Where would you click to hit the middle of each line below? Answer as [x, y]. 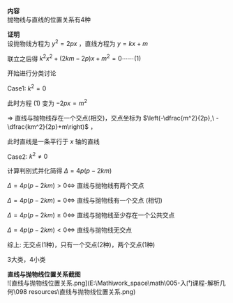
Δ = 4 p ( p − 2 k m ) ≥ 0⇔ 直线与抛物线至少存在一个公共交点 [91, 215]
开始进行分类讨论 [32, 73]
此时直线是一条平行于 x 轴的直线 [53, 141]
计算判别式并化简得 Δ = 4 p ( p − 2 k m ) [60, 171]
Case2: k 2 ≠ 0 [28, 156]
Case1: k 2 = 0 [27, 88]
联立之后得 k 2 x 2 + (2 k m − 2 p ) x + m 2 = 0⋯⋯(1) [74, 58]
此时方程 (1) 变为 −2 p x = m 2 [47, 102]
